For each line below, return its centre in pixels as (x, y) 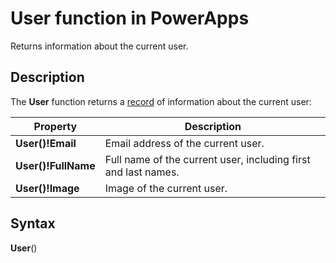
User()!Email (46, 143)
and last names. (142, 172)
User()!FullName (55, 165)
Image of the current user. (166, 188)
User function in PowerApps (130, 18)
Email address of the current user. (184, 143)
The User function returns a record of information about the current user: (161, 101)
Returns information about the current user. (99, 46)
